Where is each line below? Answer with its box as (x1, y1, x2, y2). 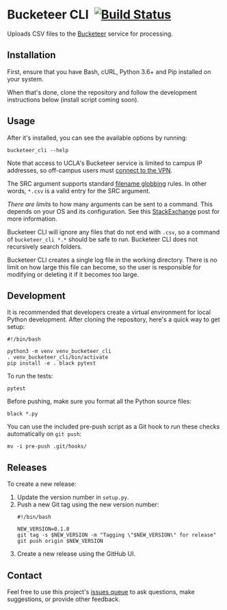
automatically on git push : (7, 430, 82, 438)
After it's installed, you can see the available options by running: (7, 134, 188, 142)
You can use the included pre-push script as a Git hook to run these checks (7, 422, 220, 431)
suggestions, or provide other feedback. (7, 595, 121, 603)
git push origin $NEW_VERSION (16, 538, 104, 545)
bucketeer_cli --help (7, 147, 69, 154)
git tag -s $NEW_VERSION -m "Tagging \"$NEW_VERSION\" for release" (16, 532, 217, 539)
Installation (7, 49, 56, 61)
